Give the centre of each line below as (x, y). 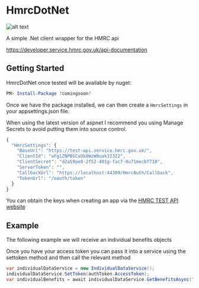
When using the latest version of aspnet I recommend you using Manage (95, 123)
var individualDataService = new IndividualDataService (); (81, 268)
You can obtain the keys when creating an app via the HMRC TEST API (92, 201)
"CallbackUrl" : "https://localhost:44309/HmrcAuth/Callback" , (95, 172)
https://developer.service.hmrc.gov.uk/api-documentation (77, 49)
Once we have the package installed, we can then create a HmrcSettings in (97, 105)
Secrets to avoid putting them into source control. (67, 129)
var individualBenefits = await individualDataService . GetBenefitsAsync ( (99, 279)
